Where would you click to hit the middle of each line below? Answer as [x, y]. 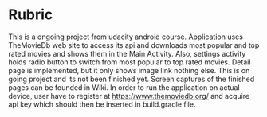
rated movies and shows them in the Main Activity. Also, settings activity [127, 53]
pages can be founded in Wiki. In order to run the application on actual [124, 87]
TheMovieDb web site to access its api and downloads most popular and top [134, 45]
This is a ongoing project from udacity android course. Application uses [126, 37]
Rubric [31, 15]
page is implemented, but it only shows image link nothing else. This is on [129, 70]
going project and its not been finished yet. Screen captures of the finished [132, 79]
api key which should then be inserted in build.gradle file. [102, 104]
